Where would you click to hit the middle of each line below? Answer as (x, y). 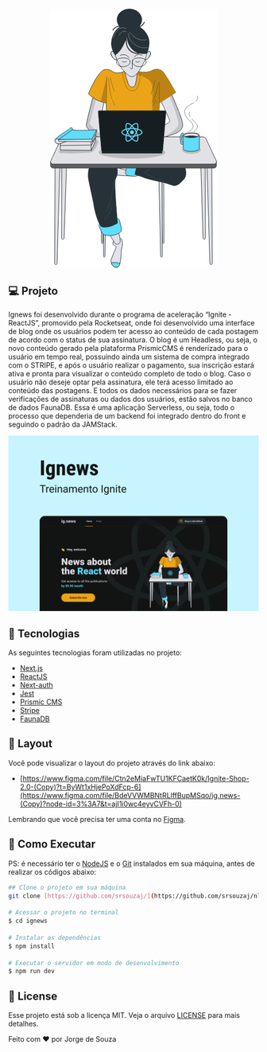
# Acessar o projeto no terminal (64, 913)
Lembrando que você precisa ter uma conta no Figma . (97, 819)
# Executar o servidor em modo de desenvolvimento (94, 963)
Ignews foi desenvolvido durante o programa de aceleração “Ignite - (120, 314)
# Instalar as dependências (55, 937)
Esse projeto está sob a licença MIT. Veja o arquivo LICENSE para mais (124, 1015)
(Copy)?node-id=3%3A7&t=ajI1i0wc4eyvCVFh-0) (101, 804)
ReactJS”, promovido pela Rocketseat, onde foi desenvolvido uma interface (132, 322)
